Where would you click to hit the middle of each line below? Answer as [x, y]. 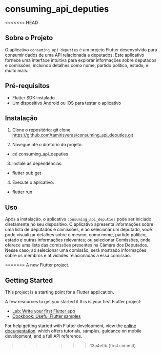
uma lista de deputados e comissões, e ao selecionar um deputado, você [79, 230]
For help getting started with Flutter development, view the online [71, 326]
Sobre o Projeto [29, 38]
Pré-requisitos [28, 86]
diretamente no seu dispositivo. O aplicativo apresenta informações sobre [79, 224]
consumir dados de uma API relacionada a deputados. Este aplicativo [75, 55]
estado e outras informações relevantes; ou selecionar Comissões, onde [78, 240]
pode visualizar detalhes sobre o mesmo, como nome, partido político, [76, 235]
